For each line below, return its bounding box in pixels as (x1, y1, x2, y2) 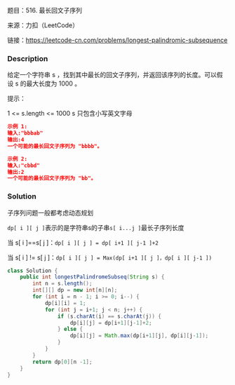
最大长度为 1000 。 (26, 79, 81, 88)
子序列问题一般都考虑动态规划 (7, 208, 93, 217)
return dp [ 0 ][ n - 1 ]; (32, 358, 93, 365)
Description (7, 53, 48, 63)
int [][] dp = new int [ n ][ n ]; (32, 287, 118, 294)
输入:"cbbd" (7, 162, 40, 169)
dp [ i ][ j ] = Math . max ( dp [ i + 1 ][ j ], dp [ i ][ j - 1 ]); (69, 332, 209, 339)
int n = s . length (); (32, 280, 93, 288)
